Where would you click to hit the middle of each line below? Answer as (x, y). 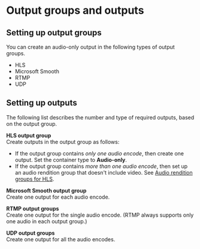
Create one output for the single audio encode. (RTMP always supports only (100, 215)
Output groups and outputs (75, 10)
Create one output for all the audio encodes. (61, 239)
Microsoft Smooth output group (46, 190)
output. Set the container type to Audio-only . (71, 160)
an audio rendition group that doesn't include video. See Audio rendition (104, 172)
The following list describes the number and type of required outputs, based (100, 117)
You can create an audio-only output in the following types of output (90, 47)
